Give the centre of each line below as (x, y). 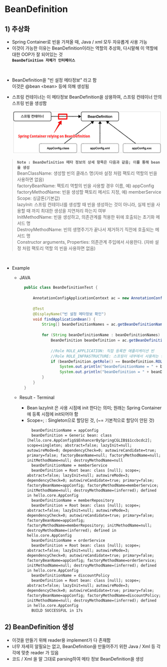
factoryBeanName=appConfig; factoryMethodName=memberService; (93, 485)
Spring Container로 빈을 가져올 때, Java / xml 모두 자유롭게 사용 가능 (80, 42)
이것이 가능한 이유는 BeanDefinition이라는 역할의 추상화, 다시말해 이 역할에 (85, 48)
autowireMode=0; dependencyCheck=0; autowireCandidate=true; (91, 450)
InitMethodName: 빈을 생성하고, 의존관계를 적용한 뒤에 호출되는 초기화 (86, 217)
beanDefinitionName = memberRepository (73, 500)
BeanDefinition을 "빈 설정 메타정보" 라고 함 (54, 80)
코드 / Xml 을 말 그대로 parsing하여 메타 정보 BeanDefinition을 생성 (78, 658)
